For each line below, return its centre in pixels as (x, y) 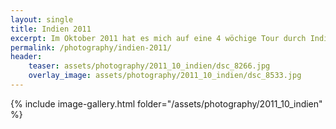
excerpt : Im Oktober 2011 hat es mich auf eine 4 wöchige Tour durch (158, 38)
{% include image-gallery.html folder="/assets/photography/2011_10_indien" (166, 103)
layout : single (42, 19)
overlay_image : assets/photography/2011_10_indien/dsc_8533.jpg (165, 76)
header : (26, 57)
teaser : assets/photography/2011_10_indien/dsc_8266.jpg (149, 66)
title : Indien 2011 (51, 29)
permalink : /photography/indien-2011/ (91, 47)
